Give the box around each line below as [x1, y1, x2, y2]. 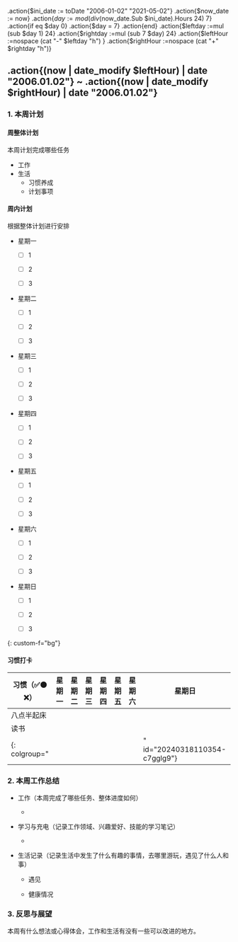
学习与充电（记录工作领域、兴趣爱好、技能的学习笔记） [17, 822, 179, 831]
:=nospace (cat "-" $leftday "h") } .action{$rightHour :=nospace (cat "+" [7, 37, 219, 45]
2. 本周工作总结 [7, 776, 60, 786]
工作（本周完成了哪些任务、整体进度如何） [17, 793, 142, 802]
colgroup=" [11, 749, 49, 759]
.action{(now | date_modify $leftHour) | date [7, 64, 208, 77]
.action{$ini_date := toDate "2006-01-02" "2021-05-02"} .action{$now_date [7, 7, 229, 15]
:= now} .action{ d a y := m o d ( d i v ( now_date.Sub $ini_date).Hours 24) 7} [7, 14, 212, 23]
